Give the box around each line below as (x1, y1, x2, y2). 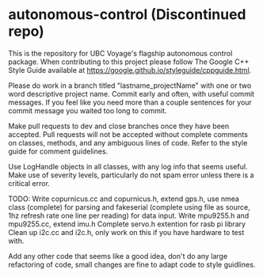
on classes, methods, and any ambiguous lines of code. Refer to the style (8, 138, 248, 147)
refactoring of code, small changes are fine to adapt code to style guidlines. (8, 260, 256, 269)
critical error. (8, 178, 50, 188)
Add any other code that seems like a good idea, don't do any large (8, 251, 228, 260)
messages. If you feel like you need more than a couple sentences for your (8, 97, 252, 107)
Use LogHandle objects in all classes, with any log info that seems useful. (8, 161, 248, 171)
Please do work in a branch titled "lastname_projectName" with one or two (8, 81, 252, 90)
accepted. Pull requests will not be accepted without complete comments (8, 129, 248, 139)
